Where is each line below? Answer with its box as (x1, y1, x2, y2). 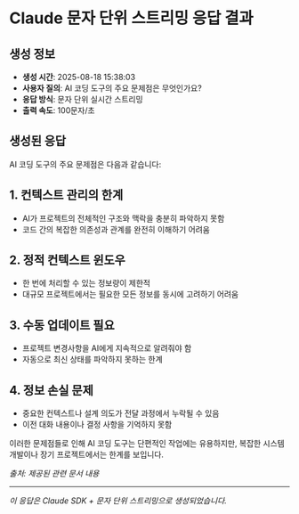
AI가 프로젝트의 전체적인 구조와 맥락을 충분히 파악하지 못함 (21, 213, 225, 224)
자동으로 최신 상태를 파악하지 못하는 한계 (21, 354, 163, 365)
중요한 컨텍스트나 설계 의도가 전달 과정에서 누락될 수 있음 (21, 408, 220, 419)
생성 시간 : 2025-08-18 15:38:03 (21, 72, 136, 82)
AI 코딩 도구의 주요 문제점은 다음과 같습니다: (9, 159, 162, 169)
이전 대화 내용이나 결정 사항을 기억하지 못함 (21, 420, 173, 430)
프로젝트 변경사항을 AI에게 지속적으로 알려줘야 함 (21, 343, 192, 354)
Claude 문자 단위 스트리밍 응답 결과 (9, 8, 254, 29)
